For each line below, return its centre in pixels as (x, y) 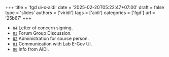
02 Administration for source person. (50, 38)
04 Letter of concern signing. (43, 28)
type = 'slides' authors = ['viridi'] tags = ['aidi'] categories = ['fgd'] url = (80, 13)
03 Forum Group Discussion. (42, 33)
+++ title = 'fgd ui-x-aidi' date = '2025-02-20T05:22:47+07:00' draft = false (85, 7)
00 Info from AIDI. (31, 49)
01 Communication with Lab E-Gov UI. (52, 44)
